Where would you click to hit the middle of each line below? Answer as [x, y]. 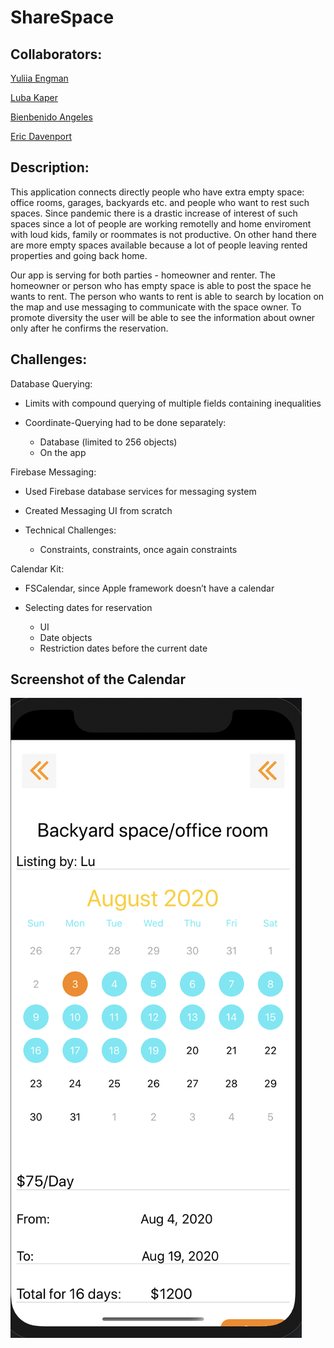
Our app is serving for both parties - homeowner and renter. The [143, 275]
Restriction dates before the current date [123, 648]
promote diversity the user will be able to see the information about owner [163, 317]
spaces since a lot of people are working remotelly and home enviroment [161, 223]
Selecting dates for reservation [88, 607]
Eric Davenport [41, 136]
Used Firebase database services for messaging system [140, 491]
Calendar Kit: [37, 568]
